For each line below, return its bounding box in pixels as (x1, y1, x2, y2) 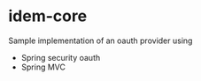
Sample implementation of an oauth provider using (8, 35, 193, 46)
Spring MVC (20, 62, 66, 72)
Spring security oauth (20, 52, 101, 63)
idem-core (8, 6, 88, 26)
